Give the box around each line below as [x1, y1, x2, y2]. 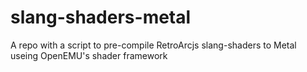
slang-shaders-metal [10, 6, 192, 29]
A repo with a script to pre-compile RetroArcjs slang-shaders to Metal [10, 39, 297, 51]
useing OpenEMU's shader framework [10, 49, 168, 61]
